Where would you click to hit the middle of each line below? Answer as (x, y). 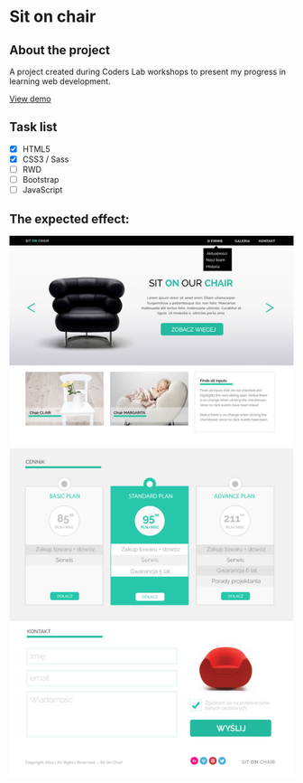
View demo (30, 99)
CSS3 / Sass (46, 159)
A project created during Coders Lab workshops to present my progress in (148, 71)
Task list (33, 127)
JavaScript (42, 190)
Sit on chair (53, 17)
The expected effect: (69, 219)
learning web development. (60, 81)
